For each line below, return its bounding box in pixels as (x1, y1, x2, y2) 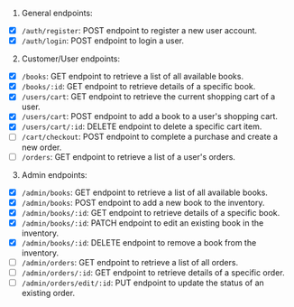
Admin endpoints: (21, 169, 87, 180)
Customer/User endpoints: (21, 53, 121, 64)
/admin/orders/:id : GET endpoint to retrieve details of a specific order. (21, 266, 285, 278)
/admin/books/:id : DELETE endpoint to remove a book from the (21, 237, 257, 247)
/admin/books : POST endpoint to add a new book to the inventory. (21, 197, 265, 208)
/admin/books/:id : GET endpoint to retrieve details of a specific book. (21, 207, 280, 218)
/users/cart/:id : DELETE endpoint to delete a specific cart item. (21, 121, 262, 132)
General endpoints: (21, 8, 93, 18)
